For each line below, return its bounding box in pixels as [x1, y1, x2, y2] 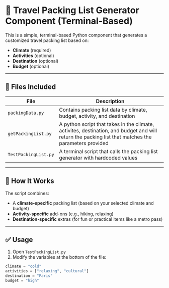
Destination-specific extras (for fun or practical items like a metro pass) [12, 216, 163, 222]
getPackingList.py [8, 131, 52, 136]
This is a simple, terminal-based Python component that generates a [5, 32, 147, 38]
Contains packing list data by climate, [59, 106, 147, 113]
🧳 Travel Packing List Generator [5, 5, 139, 16]
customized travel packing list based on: [5, 37, 89, 43]
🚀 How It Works [5, 177, 54, 185]
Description [96, 98, 125, 105]
